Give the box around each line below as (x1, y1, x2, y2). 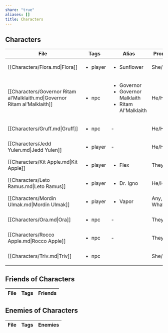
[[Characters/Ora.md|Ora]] (7, 216, 71, 224)
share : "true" (5, 7, 35, 13)
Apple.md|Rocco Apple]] (7, 238, 66, 245)
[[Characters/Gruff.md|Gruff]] (7, 125, 78, 132)
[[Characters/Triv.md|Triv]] (7, 253, 72, 260)
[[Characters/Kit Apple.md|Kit (7, 159, 78, 166)
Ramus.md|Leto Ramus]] (7, 183, 66, 190)
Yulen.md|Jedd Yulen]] (7, 147, 62, 154)
